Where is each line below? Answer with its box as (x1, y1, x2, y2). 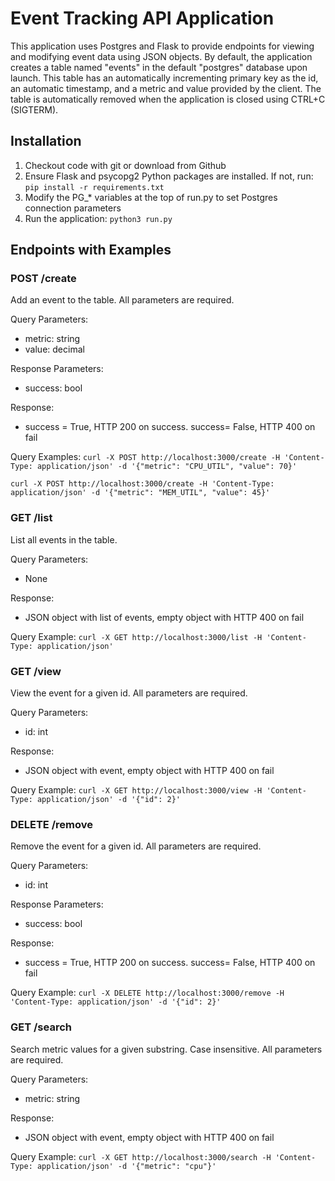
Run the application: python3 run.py (24, 212, 173, 224)
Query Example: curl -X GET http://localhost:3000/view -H (10, 784, 263, 796)
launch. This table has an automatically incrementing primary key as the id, (10, 72, 319, 84)
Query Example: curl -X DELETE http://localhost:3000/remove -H (10, 987, 285, 999)
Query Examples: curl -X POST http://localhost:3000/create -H (10, 451, 281, 463)
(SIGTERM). (10, 103, 59, 116)
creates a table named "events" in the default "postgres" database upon (10, 61, 308, 73)
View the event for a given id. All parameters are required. (10, 687, 248, 699)
